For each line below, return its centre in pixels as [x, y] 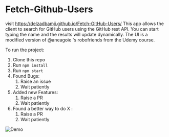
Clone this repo [29, 59]
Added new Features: [35, 92]
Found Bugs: [26, 76]
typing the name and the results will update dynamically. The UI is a [77, 34]
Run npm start [28, 71]
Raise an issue [36, 81]
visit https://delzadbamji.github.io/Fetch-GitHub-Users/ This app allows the [84, 24]
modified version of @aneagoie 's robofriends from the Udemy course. [80, 40]
